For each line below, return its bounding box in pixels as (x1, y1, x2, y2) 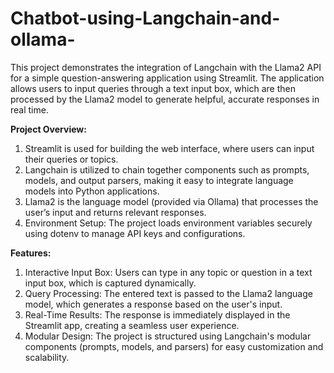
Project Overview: (10, 123, 87, 135)
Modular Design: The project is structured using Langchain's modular (24, 330, 312, 342)
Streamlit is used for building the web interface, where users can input (24, 142, 315, 154)
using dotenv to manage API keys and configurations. (24, 227, 246, 239)
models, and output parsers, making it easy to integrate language (24, 174, 294, 186)
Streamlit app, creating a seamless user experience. (24, 319, 240, 331)
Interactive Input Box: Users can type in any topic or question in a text (24, 266, 313, 278)
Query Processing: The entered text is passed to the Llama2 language (24, 287, 313, 299)
